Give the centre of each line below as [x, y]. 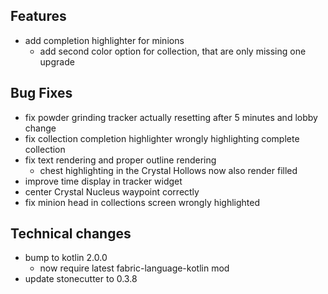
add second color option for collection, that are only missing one [173, 51]
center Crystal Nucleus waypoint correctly [112, 191]
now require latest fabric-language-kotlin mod [134, 268]
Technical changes [71, 234]
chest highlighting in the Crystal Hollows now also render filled [168, 170]
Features [38, 16]
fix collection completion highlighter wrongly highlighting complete [162, 138]
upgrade [57, 61]
